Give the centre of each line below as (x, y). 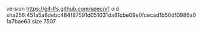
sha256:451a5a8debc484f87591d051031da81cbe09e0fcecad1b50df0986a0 (101, 15)
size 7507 (44, 21)
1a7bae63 (19, 21)
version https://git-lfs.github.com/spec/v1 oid (63, 9)
